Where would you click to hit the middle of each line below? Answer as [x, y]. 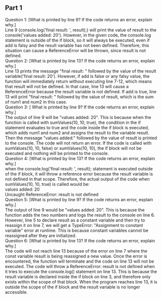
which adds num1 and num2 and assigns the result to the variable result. [77, 133]
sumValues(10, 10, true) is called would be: [47, 184]
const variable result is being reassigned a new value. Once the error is [76, 256]
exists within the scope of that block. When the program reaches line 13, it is [81, 282]
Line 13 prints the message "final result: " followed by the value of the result [81, 71]
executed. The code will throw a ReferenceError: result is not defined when [80, 266]
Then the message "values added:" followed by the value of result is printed [81, 138]
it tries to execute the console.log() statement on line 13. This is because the [81, 271]
